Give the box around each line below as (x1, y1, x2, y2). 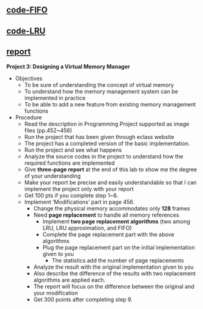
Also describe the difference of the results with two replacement (33, 269, 196, 277)
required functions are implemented (24, 159, 115, 166)
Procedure (15, 113, 42, 121)
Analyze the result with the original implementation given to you (33, 263, 194, 270)
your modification (33, 289, 78, 296)
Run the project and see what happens (24, 146, 122, 154)
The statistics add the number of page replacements (51, 256, 185, 264)
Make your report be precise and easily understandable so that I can (24, 179, 197, 186)
